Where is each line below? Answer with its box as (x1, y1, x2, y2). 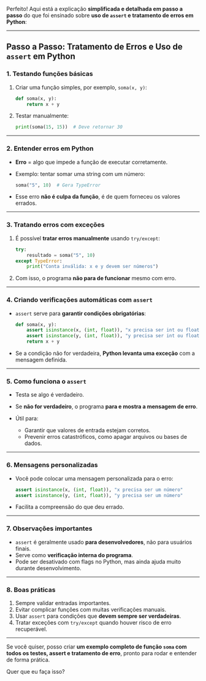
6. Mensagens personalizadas (6, 461, 98, 470)
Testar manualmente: (15, 112, 69, 120)
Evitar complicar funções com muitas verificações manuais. (15, 606, 167, 614)
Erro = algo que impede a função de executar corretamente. (15, 158, 168, 165)
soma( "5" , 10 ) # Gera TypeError (15, 182, 101, 188)
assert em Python (6, 51, 75, 62)
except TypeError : (15, 257, 63, 264)
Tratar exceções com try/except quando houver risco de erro (15, 619, 172, 626)
